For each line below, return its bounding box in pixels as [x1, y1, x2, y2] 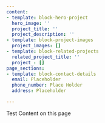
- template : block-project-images [6, 37, 94, 43]
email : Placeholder [12, 76, 61, 82]
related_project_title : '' [12, 54, 80, 60]
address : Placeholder [12, 88, 67, 94]
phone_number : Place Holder [12, 82, 83, 88]
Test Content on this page [6, 110, 71, 117]
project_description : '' [12, 32, 75, 38]
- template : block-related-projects [6, 48, 99, 55]
